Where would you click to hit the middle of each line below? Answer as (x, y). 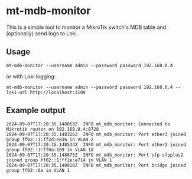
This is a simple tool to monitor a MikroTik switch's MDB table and (86, 27)
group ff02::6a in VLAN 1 (38, 170)
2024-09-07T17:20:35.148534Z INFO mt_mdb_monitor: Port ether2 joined (96, 145)
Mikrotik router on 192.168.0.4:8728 (53, 129)
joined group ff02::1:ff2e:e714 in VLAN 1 (59, 160)
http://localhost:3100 (58, 92)
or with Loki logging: (31, 76)
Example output (36, 110)
